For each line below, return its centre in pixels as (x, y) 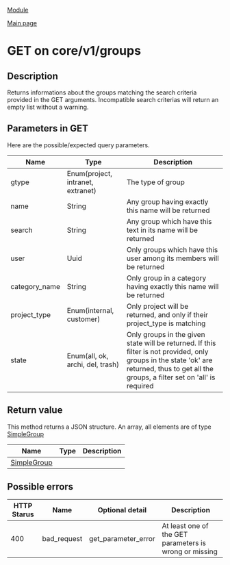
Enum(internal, (90, 310)
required (140, 386)
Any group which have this (169, 221)
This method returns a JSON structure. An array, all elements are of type (109, 427)
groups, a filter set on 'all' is (171, 377)
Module (18, 10)
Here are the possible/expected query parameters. (79, 145)
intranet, (80, 182)
